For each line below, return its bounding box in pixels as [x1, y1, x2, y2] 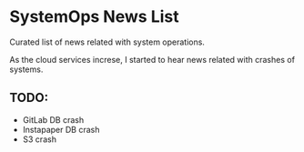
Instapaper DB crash [22, 124, 100, 135]
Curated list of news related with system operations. [9, 36, 205, 47]
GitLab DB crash [22, 114, 85, 125]
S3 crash [22, 134, 57, 145]
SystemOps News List [9, 6, 179, 27]
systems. [9, 64, 44, 75]
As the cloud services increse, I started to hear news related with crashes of [9, 54, 296, 65]
